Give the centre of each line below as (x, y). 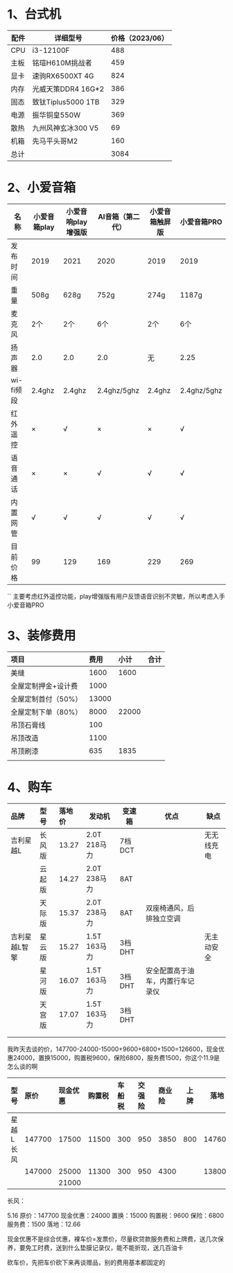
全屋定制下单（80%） (46, 712)
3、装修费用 (42, 636)
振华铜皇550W (57, 115)
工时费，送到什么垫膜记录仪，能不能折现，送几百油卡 (107, 1247)
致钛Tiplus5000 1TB (66, 102)
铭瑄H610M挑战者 (62, 63)
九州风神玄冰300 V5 (66, 128)
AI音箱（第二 (119, 216)
